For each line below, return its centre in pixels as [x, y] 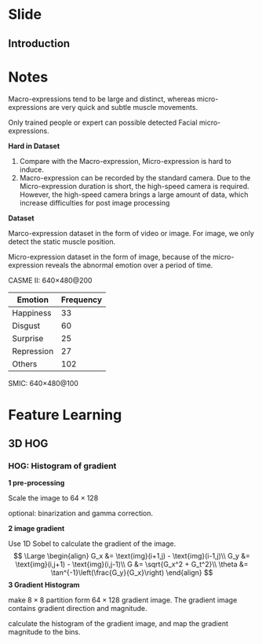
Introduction [39, 44]
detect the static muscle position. [62, 242]
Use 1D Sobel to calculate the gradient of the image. [92, 544]
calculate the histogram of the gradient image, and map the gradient [118, 624]
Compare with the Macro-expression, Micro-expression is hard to [125, 161]
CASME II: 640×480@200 [50, 280]
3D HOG [28, 444]
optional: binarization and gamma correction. [81, 513]
